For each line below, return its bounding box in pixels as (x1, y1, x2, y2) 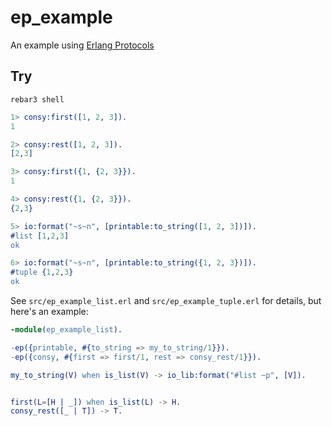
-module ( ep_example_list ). (10, 325, 123, 335)
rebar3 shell (10, 94, 65, 105)
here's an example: (10, 306, 89, 317)
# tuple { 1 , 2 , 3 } (10, 267, 74, 278)
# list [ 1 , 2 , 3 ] (10, 231, 70, 241)
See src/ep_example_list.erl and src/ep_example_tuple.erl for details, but (10, 295, 322, 306)
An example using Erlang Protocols (10, 39, 155, 51)
